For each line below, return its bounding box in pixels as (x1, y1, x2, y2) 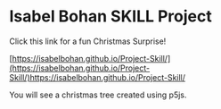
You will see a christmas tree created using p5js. (9, 89, 187, 100)
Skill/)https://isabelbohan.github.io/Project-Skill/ (9, 71, 185, 82)
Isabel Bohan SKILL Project (9, 6, 212, 27)
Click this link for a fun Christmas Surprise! (9, 36, 167, 46)
